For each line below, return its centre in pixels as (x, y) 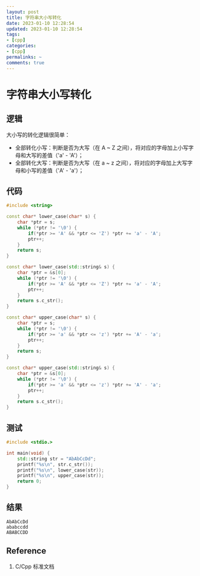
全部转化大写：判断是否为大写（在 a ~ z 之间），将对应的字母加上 (96, 163)
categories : (21, 46)
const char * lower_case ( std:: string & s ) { (61, 267)
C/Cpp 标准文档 (35, 566)
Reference (26, 551)
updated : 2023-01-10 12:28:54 (45, 29)
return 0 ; (30, 481)
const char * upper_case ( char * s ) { (51, 317)
